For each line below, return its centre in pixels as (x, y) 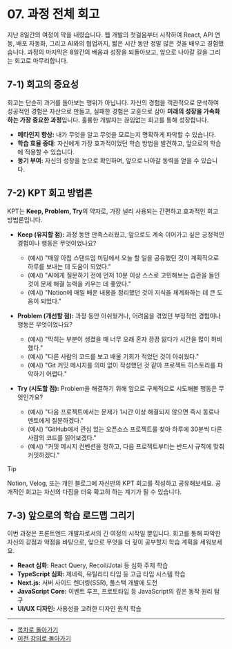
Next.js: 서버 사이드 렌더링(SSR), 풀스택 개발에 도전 (87, 583)
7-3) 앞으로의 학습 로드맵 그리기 (71, 515)
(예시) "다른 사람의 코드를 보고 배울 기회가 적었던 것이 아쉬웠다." (113, 356)
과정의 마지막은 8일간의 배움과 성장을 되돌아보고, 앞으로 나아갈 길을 (118, 52)
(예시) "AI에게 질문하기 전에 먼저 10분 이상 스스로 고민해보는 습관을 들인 (124, 275)
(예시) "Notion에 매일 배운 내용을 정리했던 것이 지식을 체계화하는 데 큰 (122, 292)
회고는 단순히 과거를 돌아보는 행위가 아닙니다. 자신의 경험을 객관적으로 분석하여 (113, 102)
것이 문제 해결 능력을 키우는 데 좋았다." (79, 284)
